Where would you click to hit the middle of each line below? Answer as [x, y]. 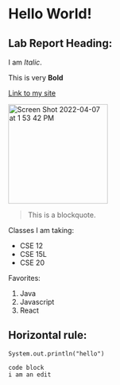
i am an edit [30, 375]
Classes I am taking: [41, 230]
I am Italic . [25, 62]
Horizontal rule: [48, 335]
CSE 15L [33, 254]
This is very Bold [36, 78]
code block [26, 367]
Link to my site [32, 93]
